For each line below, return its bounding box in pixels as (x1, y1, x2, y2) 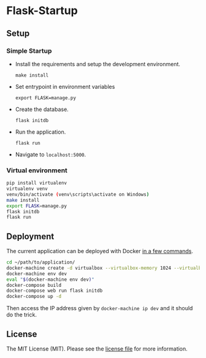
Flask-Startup (6, 4, 78, 18)
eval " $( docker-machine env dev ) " (6, 276, 95, 283)
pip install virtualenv (6, 180, 67, 186)
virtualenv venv (6, 186, 48, 192)
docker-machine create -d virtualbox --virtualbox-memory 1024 (6, 265, 172, 271)
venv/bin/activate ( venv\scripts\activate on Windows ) (6, 191, 150, 197)
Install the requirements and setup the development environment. (15, 60, 181, 67)
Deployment (6, 231, 55, 242)
